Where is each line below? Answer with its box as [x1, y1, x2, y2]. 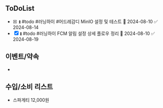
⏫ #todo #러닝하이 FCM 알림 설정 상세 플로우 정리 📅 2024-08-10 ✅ [19, 30, 155, 37]
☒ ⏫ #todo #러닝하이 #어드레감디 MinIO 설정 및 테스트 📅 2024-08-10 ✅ [12, 18, 158, 25]
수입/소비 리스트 [5, 82, 53, 92]
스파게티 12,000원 [12, 97, 50, 103]
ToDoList [5, 4, 35, 13]
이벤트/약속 [5, 52, 39, 61]
